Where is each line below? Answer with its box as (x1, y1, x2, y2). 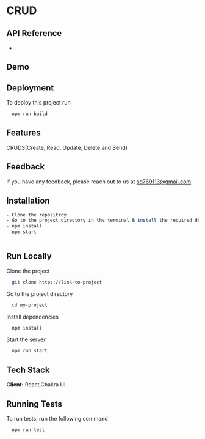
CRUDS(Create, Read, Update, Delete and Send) (6, 144, 128, 151)
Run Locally (6, 251, 52, 262)
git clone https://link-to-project (12, 279, 103, 285)
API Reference (6, 28, 62, 39)
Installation (6, 196, 50, 206)
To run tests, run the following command (6, 415, 108, 422)
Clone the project (6, 267, 50, 275)
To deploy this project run (6, 99, 71, 106)
